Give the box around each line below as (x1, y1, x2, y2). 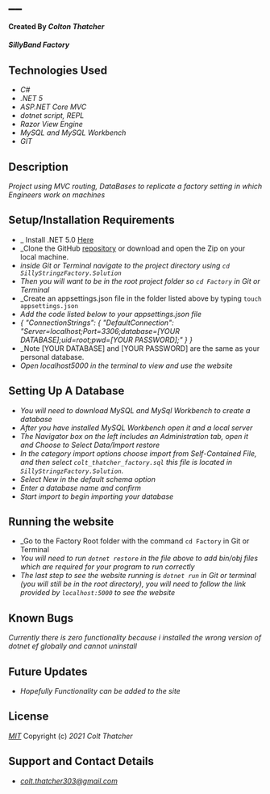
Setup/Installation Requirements (8, 213, 175, 227)
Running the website (8, 515, 114, 529)
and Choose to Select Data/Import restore (19, 440, 160, 450)
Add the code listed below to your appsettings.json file (19, 309, 201, 319)
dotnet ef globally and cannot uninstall (8, 641, 137, 651)
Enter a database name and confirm (19, 483, 142, 492)
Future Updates (8, 665, 88, 678)
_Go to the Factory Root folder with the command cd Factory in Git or (19, 536, 250, 546)
